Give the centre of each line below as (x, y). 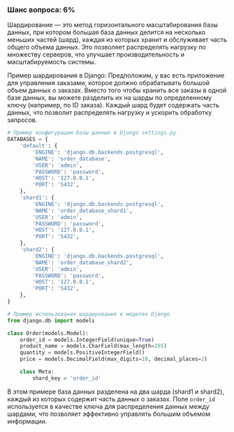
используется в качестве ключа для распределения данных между (108, 406)
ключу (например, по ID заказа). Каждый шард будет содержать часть (114, 105)
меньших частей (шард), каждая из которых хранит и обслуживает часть (117, 40)
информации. (27, 421)
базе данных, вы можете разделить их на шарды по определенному (110, 98)
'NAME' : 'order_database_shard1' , (82, 211)
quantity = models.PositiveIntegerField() (82, 353)
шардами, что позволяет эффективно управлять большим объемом (109, 414)
